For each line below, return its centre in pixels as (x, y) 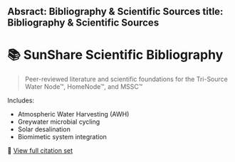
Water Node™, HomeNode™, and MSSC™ (84, 87)
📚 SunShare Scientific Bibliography (115, 54)
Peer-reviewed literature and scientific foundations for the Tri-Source (126, 79)
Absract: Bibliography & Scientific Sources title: (115, 12)
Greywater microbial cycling (59, 122)
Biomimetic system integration (62, 137)
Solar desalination (44, 129)
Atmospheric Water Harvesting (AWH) (73, 114)
